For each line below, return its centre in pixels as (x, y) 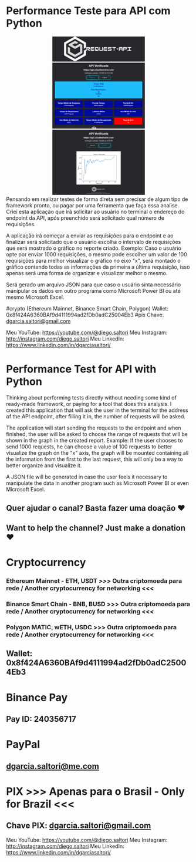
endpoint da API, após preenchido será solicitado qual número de (85, 218)
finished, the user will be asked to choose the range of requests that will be (97, 434)
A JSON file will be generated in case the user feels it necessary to (87, 477)
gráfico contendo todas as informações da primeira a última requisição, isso (98, 267)
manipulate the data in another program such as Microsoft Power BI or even (98, 483)
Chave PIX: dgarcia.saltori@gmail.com (79, 826)
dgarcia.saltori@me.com (53, 766)
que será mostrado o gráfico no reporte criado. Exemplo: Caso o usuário (94, 248)
